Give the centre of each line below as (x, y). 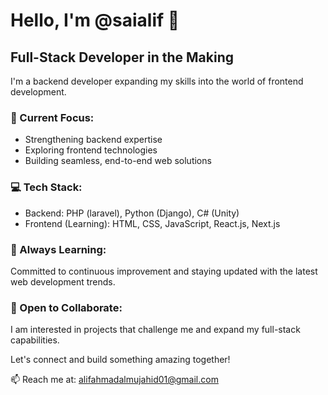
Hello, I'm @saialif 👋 (95, 20)
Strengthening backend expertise (93, 140)
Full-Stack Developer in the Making (122, 57)
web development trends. (63, 281)
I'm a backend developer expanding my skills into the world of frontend (157, 81)
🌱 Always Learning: (58, 249)
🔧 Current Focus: (52, 117)
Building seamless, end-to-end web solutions (118, 161)
